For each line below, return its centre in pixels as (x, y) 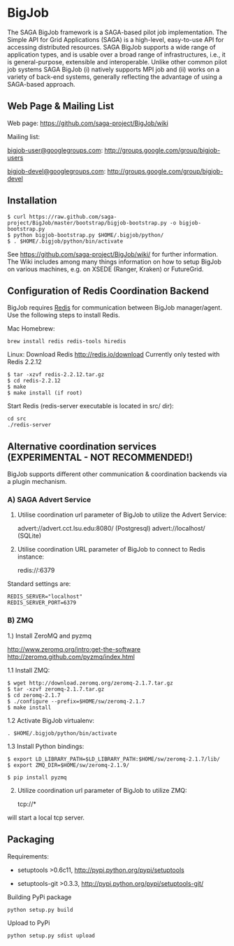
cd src (17, 419)
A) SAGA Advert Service (49, 500)
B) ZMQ (20, 620)
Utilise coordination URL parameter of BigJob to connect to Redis (111, 550)
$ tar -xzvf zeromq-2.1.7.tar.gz (56, 689)
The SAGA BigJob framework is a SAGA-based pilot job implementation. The (117, 32)
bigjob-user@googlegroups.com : (55, 150)
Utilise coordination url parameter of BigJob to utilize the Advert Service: (122, 515)
